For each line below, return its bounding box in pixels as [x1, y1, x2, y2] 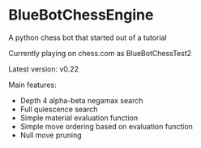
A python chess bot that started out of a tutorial [8, 33, 168, 42]
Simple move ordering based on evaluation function [19, 121, 193, 131]
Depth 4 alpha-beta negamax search [19, 95, 143, 105]
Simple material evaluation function [19, 112, 139, 123]
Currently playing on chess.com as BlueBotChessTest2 [8, 48, 192, 58]
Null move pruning [19, 130, 83, 140]
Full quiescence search [19, 104, 98, 114]
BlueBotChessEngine [8, 6, 154, 24]
